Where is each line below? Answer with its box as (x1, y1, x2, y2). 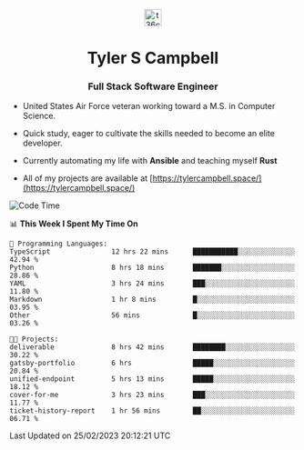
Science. (22, 110, 56, 122)
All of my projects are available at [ (22, 173, 153, 184)
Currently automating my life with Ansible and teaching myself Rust (22, 155, 278, 166)
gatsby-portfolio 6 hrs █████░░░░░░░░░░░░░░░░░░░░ (9, 359, 296, 368)
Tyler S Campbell (86, 48, 219, 68)
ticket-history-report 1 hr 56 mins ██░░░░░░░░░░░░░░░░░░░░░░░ (9, 406, 296, 415)
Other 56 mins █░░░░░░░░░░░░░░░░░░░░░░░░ (9, 311, 296, 320)
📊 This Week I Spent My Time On (9, 218, 138, 229)
